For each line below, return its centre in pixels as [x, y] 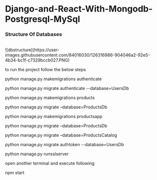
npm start [15, 173]
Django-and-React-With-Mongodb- [79, 9]
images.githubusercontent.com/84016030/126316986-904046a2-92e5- [78, 55]
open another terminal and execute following [50, 164]
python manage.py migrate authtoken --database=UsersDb [64, 145]
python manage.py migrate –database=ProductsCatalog [61, 135]
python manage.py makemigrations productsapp [54, 117]
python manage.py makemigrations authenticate [53, 79]
